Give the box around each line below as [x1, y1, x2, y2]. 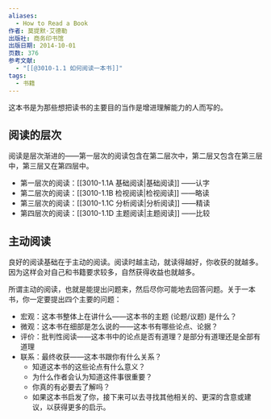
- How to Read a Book [15, 19, 89, 27]
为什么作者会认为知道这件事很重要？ [31, 372, 153, 382]
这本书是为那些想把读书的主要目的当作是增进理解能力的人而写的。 [8, 102, 227, 112]
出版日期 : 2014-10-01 [8, 42, 77, 50]
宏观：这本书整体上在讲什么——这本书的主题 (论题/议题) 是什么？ [19, 312, 237, 322]
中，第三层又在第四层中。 [8, 161, 94, 171]
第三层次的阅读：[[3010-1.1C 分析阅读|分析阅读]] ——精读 [19, 198, 211, 208]
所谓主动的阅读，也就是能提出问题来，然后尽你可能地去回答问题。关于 [8, 284, 242, 294]
